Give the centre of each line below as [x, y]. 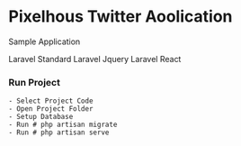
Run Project [34, 82]
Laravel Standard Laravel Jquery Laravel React [95, 59]
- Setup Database [41, 117]
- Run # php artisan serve [59, 132]
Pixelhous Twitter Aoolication [120, 17]
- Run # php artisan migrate [63, 125]
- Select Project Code [51, 101]
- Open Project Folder [51, 109]
